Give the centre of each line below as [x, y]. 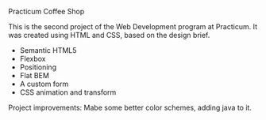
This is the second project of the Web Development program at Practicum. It [133, 26]
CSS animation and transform [68, 92]
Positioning [38, 67]
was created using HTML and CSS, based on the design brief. [109, 35]
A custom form [44, 84]
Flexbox [33, 59]
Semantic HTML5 [48, 50]
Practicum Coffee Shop [46, 11]
